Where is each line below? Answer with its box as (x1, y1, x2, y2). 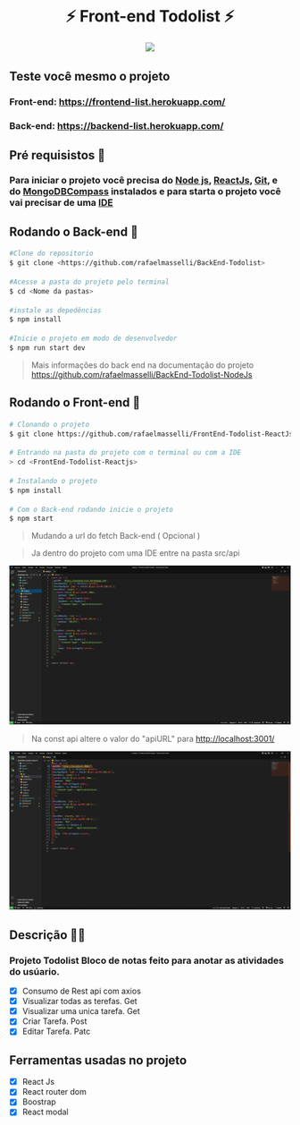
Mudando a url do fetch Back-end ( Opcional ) (30, 531, 201, 541)
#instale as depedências (9, 305, 102, 315)
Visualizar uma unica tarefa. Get (21, 1006, 140, 1017)
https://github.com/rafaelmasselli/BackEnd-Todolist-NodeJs (30, 369, 253, 379)
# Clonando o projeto (9, 420, 90, 429)
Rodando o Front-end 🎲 (9, 395, 141, 411)
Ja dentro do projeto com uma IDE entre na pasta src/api (30, 548, 240, 558)
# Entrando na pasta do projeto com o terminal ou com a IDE (9, 448, 242, 457)
